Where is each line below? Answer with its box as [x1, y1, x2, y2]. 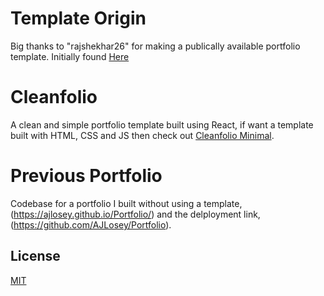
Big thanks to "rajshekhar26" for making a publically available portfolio [10, 40, 301, 52]
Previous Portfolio [10, 165, 163, 187]
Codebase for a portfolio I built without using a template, [10, 197, 243, 209]
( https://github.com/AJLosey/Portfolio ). [10, 218, 172, 231]
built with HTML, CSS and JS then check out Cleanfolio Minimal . [10, 129, 275, 141]
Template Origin [10, 7, 147, 30]
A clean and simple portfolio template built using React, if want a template [10, 118, 314, 131]
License [10, 248, 61, 265]
